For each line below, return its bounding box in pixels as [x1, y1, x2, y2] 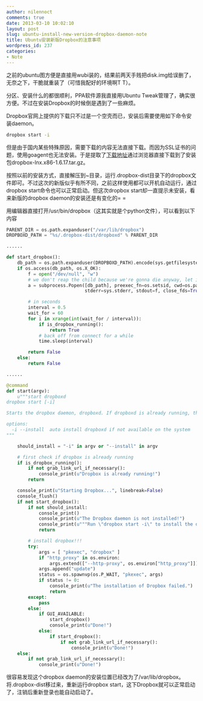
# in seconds [28, 299, 61, 305]
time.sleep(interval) [38, 338, 94, 344]
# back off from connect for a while [38, 332, 134, 339]
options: [6, 421, 28, 427]
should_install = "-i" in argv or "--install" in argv [17, 443, 158, 449]
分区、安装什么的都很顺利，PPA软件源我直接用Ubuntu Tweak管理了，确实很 [6, 91, 196, 99]
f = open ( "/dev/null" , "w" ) [28, 271, 98, 277]
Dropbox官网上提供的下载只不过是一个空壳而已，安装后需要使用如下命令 [6, 112, 187, 119]
